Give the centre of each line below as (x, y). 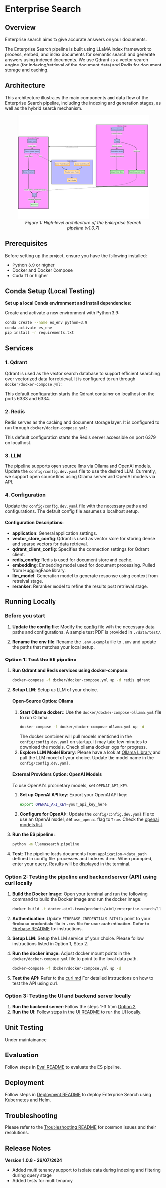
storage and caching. (27, 70)
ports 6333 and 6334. (28, 398)
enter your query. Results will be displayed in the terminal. (71, 864)
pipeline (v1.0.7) (83, 228)
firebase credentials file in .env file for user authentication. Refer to (81, 924)
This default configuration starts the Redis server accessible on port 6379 (81, 437)
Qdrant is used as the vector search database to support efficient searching (83, 373)
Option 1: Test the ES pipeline (41, 660)
